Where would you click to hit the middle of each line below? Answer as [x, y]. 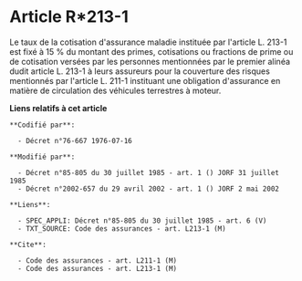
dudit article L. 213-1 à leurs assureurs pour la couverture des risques [140, 71]
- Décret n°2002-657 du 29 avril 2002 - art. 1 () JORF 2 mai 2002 [149, 189]
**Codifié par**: [42, 125]
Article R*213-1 [69, 17]
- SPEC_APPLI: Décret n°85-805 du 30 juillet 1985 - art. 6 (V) [142, 221]
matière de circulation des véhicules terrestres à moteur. [115, 90]
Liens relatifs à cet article [58, 108]
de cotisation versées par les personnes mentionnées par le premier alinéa [150, 61]
